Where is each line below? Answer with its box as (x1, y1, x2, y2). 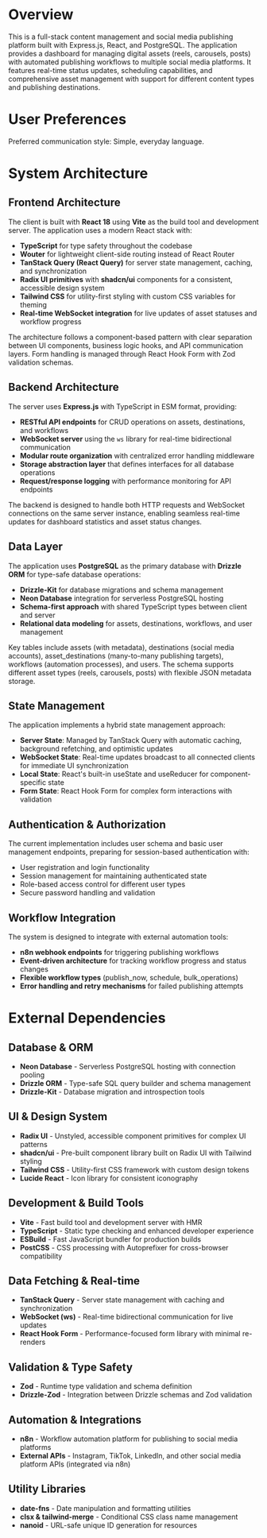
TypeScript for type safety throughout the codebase (19, 241, 193, 250)
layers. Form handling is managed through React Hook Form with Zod (8, 349, 236, 358)
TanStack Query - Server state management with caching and (19, 1295, 225, 1304)
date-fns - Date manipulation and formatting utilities (19, 1503, 192, 1513)
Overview (8, 6, 74, 24)
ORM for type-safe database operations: (8, 570, 141, 579)
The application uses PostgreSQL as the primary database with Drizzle (8, 561, 242, 570)
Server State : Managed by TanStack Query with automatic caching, (19, 736, 242, 745)
